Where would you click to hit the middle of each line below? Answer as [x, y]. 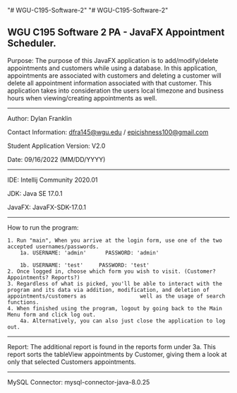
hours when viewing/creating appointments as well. [82, 98]
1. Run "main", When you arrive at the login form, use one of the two [115, 240]
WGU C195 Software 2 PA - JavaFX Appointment [116, 32]
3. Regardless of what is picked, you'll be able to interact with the [115, 283]
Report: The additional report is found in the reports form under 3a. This [112, 346]
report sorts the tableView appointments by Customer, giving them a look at [117, 354]
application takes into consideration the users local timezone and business [116, 90]
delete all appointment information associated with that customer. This [109, 83]
